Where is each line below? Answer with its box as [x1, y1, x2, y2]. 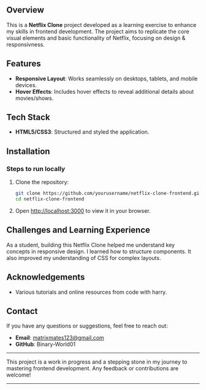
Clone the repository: [15, 178, 69, 186]
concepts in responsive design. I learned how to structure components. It [6, 248, 191, 255]
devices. [15, 81, 37, 88]
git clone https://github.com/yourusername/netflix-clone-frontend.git [15, 190, 202, 197]
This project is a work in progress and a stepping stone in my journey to [6, 358, 188, 365]
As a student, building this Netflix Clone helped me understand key [6, 241, 175, 248]
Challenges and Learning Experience [6, 225, 150, 235]
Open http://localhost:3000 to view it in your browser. [15, 207, 151, 214]
